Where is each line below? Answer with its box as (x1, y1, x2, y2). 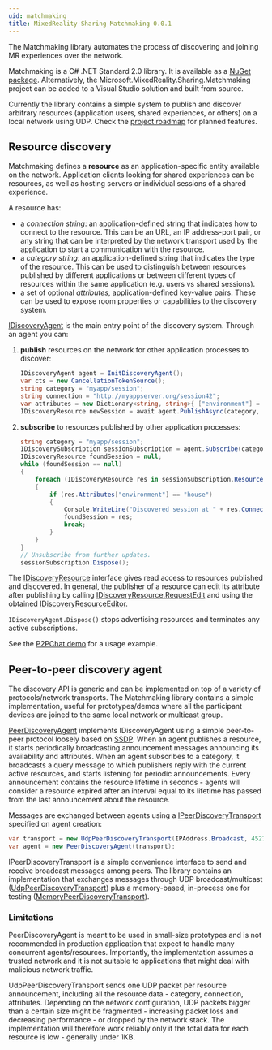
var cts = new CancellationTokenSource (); (19, 377, 166, 386)
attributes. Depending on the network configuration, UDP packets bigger (8, 998, 251, 1008)
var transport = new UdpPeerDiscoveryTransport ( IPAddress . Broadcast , (8, 835, 249, 843)
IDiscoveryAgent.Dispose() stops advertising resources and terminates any (8, 615, 261, 624)
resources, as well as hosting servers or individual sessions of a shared (8, 179, 247, 188)
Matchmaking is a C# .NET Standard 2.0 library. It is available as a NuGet (8, 66, 251, 76)
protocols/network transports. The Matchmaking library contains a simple (8, 693, 254, 702)
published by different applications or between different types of (19, 270, 236, 280)
